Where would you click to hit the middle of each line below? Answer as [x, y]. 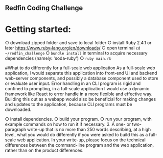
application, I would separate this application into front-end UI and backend [81, 73]
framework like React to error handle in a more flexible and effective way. [79, 94]
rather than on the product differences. [44, 150]
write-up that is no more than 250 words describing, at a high [89, 130]
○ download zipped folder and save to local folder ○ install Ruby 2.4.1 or [78, 43]
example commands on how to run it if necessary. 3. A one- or [68, 124]
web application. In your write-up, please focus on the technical [81, 140]
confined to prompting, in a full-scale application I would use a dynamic [77, 89]
